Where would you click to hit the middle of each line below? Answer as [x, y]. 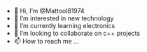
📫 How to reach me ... [46, 41]
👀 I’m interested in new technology [64, 18]
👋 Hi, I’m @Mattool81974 [49, 11]
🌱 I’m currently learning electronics [64, 26]
